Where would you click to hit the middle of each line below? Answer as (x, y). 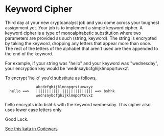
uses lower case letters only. (34, 110)
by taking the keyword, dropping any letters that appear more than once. (78, 43)
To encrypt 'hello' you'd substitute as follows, (51, 78)
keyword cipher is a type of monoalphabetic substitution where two (73, 33)
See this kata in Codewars (31, 129)
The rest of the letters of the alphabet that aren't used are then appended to (82, 48)
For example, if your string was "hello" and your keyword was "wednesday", (82, 63)
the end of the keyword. (29, 54)
